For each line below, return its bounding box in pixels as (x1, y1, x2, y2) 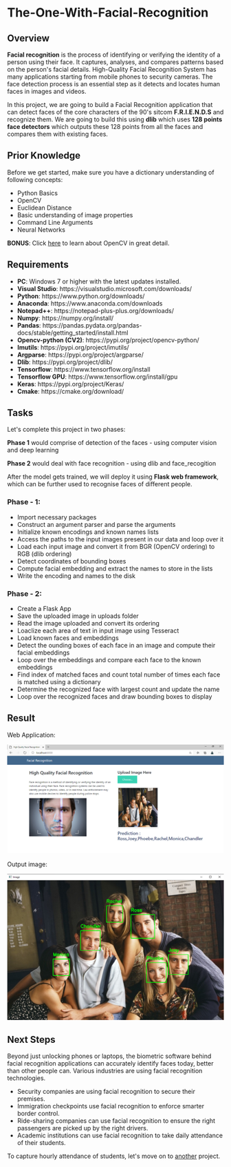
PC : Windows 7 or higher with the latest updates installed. (16, 277, 181, 286)
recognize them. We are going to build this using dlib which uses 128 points (7, 115, 223, 123)
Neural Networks (16, 226, 65, 234)
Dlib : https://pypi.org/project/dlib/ (16, 357, 113, 366)
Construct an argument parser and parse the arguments (16, 520, 176, 528)
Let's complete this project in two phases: (7, 426, 126, 434)
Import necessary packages (16, 512, 97, 521)
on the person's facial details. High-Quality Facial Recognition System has (7, 66, 217, 73)
